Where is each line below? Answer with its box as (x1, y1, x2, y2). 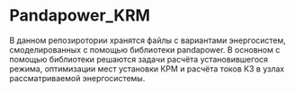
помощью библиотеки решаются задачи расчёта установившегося (9, 54, 268, 64)
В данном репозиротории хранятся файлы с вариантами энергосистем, (9, 35, 286, 46)
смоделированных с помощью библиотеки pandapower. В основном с (9, 44, 281, 54)
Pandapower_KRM (9, 5, 151, 26)
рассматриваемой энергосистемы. (9, 72, 146, 83)
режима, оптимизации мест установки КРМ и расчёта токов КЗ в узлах (9, 63, 285, 74)
